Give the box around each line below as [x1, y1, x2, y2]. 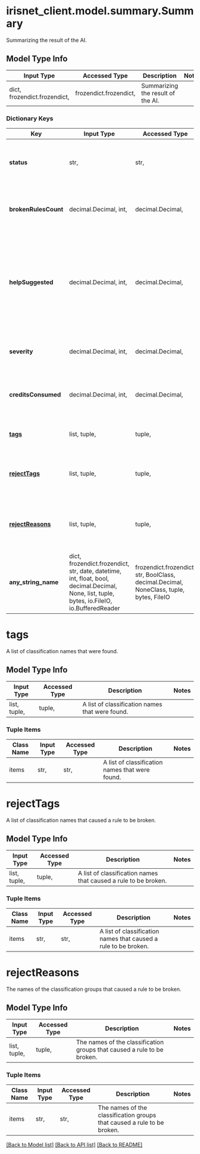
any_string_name [9, 578, 59, 587]
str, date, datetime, [69, 567, 122, 575]
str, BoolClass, [135, 570, 176, 579]
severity [9, 347, 33, 355]
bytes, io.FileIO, [69, 597, 112, 605]
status [9, 158, 28, 167]
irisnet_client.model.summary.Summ [6, 4, 194, 18]
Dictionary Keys [6, 114, 54, 123]
